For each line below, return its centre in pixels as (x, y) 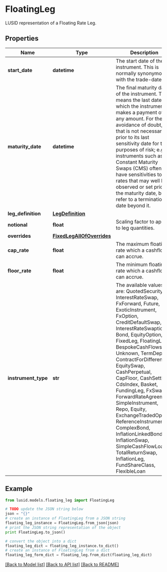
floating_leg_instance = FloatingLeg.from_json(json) (62, 523)
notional (18, 224)
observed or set (134, 187)
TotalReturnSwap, (137, 452)
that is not (127, 131)
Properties (22, 38)
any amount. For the (139, 119)
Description (144, 52)
